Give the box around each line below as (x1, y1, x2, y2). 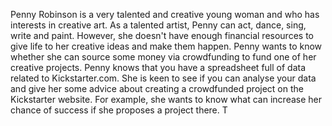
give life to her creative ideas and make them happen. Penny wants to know (10, 40, 323, 52)
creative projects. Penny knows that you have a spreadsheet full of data (10, 62, 307, 73)
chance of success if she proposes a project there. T (10, 104, 228, 116)
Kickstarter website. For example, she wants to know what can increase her (10, 94, 322, 105)
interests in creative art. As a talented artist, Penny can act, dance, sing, (10, 19, 307, 31)
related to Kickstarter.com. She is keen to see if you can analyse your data (10, 72, 317, 84)
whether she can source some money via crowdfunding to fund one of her (10, 51, 317, 63)
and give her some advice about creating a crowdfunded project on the (10, 83, 304, 94)
